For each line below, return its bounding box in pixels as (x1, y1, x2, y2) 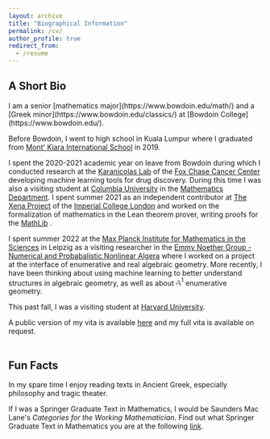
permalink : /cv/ (8, 27, 63, 35)
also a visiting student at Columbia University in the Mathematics (8, 184, 224, 193)
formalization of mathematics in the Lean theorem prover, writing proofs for (8, 209, 259, 219)
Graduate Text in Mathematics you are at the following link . (8, 421, 204, 431)
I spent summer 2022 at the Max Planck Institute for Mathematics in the (8, 234, 246, 243)
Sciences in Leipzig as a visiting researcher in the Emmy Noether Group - (8, 242, 252, 251)
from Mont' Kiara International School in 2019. (8, 142, 161, 152)
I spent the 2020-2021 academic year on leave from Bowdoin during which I (8, 158, 261, 167)
